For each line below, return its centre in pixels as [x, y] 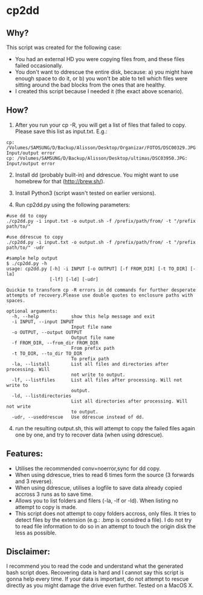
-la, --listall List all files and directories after [90, 364]
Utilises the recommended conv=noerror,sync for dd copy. [88, 468]
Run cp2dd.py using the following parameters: [72, 205]
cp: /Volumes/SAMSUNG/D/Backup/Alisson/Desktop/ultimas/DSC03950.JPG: [97, 158]
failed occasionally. [39, 65]
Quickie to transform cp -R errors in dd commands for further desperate [101, 290]
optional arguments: [32, 311]
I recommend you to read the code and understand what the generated [95, 566]
